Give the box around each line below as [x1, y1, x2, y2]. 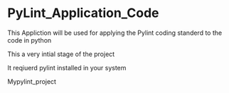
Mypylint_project [7, 77, 57, 86]
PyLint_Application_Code [7, 5, 159, 21]
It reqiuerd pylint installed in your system [7, 63, 127, 72]
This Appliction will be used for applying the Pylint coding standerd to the [7, 28, 223, 37]
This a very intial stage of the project [7, 50, 115, 58]
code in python [7, 35, 52, 44]
